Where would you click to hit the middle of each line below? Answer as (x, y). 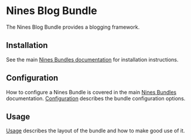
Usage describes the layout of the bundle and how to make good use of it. (95, 131)
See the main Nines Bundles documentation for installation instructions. (92, 59)
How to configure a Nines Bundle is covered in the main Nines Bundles (91, 92)
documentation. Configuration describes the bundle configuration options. (96, 98)
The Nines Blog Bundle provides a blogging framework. (73, 27)
